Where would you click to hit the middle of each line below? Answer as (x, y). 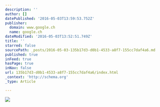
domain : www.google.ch (32, 28)
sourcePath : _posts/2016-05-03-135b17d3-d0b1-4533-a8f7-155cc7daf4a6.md (80, 50)
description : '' (21, 9)
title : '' (15, 41)
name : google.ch (26, 32)
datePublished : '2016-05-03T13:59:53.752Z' (50, 18)
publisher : (16, 23)
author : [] (16, 14)
